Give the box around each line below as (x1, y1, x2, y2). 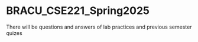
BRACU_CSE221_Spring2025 (6, 4, 150, 17)
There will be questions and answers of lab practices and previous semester (6, 23, 192, 30)
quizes (6, 29, 22, 36)
